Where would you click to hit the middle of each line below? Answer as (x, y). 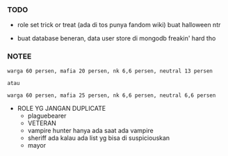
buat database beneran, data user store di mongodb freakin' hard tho (116, 38)
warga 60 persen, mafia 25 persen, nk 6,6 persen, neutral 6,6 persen (112, 95)
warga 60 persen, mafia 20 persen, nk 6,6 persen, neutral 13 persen (110, 71)
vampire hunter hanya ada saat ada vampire (91, 130)
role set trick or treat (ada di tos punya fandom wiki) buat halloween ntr (119, 25)
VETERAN (42, 123)
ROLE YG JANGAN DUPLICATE (62, 108)
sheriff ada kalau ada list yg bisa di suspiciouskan (99, 138)
